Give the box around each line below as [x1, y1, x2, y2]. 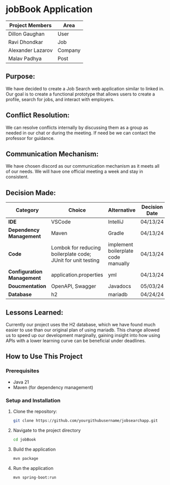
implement [108, 241, 133, 248]
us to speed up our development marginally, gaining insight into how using [6, 332, 160, 338]
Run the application [13, 465, 53, 471]
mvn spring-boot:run [13, 475, 56, 480]
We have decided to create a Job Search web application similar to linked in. [6, 85, 164, 91]
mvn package [13, 456, 38, 461]
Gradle [108, 230, 124, 237]
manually [108, 260, 130, 267]
